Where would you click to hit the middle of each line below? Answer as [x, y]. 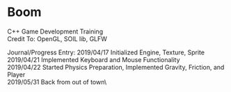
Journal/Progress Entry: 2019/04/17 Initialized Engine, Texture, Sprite [106, 52]
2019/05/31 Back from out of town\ [57, 82]
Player [16, 75]
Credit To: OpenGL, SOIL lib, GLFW [57, 38]
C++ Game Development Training [55, 31]
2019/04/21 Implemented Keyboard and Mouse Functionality [94, 59]
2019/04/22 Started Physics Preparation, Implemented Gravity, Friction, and [116, 67]
